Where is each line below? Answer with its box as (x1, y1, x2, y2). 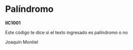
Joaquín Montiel (5, 39, 38, 45)
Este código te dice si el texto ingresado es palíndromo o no (5, 29, 128, 35)
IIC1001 (5, 20, 21, 26)
